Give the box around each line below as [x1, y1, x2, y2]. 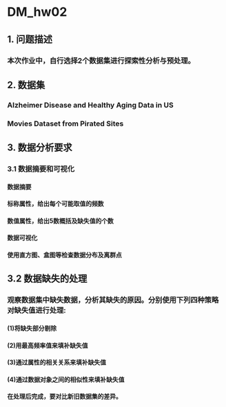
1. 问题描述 [7, 33, 53, 45]
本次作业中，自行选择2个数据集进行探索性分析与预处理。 [7, 56, 195, 66]
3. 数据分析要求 [7, 142, 72, 154]
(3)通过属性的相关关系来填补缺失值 [7, 358, 107, 366]
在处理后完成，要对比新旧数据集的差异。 [7, 393, 122, 401]
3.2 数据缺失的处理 [7, 273, 88, 285]
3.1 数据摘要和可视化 [7, 164, 75, 174]
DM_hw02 [7, 4, 68, 20]
